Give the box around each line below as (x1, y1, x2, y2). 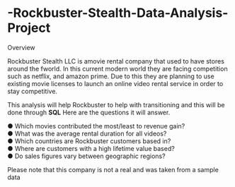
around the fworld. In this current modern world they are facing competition (7, 64, 228, 73)
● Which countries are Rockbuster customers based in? (7, 136, 171, 145)
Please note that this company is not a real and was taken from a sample (7, 165, 219, 174)
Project (7, 20, 51, 36)
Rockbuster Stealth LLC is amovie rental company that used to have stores (7, 56, 225, 65)
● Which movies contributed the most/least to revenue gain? (7, 121, 185, 130)
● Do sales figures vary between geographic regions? (7, 152, 166, 160)
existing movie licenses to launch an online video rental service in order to (7, 79, 224, 88)
